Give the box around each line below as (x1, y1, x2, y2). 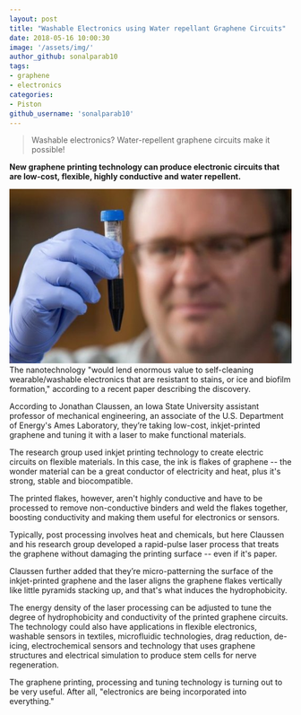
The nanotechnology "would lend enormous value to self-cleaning (9, 364, 254, 376)
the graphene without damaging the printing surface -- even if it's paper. (9, 548, 278, 560)
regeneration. (9, 659, 60, 670)
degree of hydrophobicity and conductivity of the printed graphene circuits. (9, 612, 288, 623)
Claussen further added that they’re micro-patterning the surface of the (9, 566, 273, 577)
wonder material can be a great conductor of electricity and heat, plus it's (9, 466, 281, 477)
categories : (9, 90, 54, 99)
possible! (30, 144, 65, 155)
